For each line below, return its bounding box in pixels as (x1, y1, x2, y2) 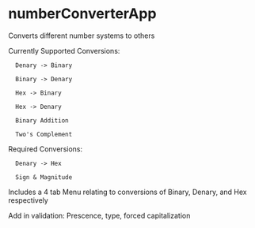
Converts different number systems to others (8, 31, 155, 40)
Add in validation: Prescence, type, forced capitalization (8, 211, 191, 220)
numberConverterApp (8, 5, 157, 23)
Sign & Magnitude (15, 173, 73, 181)
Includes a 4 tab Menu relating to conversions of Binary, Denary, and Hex (8, 187, 247, 196)
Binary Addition (15, 116, 69, 125)
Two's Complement (15, 130, 73, 138)
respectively (8, 195, 49, 205)
